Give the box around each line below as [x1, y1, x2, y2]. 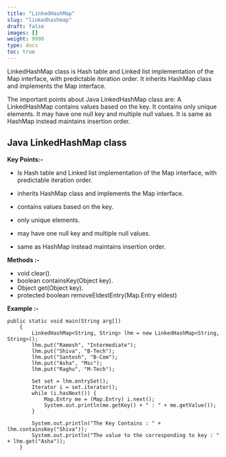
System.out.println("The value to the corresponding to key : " [32, 432, 220, 438]
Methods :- [7, 256, 40, 264]
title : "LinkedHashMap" [7, 10, 76, 17]
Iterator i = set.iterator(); [32, 383, 118, 390]
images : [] [7, 29, 38, 36]
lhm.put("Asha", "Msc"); [32, 359, 103, 366]
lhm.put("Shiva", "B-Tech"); [32, 348, 115, 355]
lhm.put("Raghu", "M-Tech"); [32, 366, 115, 372]
